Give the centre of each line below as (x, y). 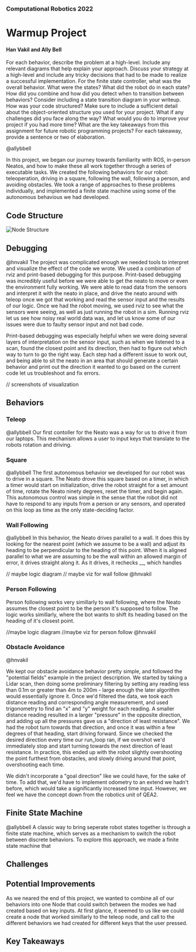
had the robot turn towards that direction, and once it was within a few (91, 727)
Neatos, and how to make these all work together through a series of (89, 166)
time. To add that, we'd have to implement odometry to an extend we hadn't (97, 782)
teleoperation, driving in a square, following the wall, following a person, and (98, 179)
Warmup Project (46, 33)
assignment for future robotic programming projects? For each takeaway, (94, 131)
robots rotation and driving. (39, 444)
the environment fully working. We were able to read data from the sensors (97, 287)
